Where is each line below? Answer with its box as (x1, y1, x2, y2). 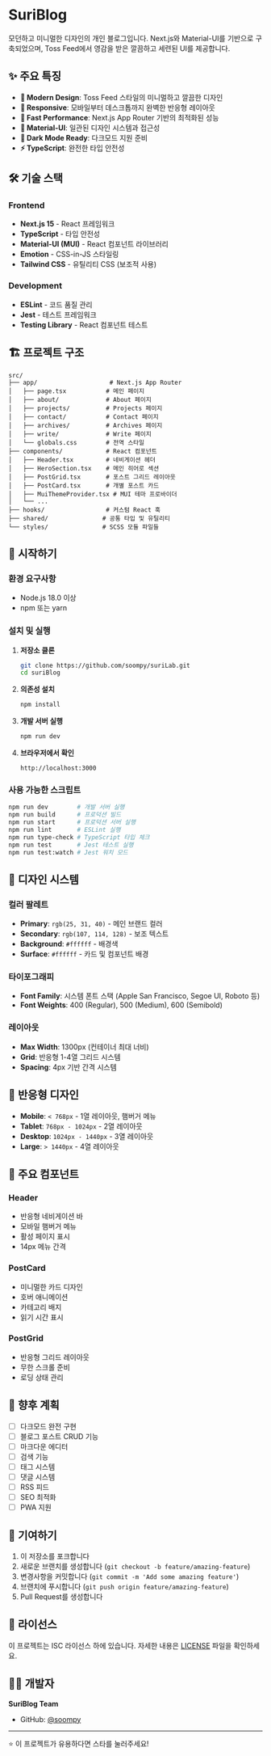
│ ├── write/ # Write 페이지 (8, 430, 152, 438)
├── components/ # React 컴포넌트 (8, 447, 157, 455)
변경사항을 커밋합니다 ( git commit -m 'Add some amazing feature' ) (19, 1572, 240, 1581)
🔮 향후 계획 (8, 1399, 60, 1412)
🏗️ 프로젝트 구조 (8, 346, 85, 360)
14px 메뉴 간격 (19, 1242, 66, 1252)
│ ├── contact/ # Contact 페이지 (8, 412, 159, 421)
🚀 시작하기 (8, 547, 58, 560)
